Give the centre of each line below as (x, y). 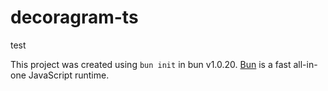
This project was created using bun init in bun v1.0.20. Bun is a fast (151, 64)
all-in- (305, 64)
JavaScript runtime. (69, 75)
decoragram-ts (74, 17)
